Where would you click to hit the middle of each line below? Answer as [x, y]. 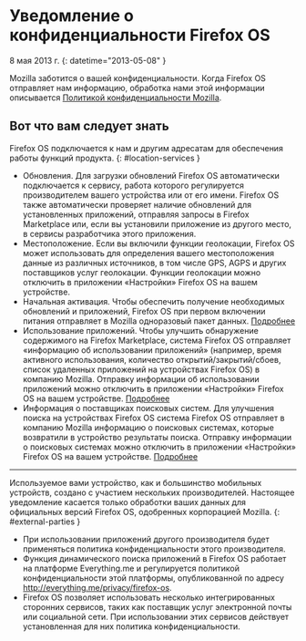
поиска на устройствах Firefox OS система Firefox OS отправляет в [153, 418]
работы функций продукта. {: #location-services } [105, 158]
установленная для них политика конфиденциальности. [131, 626]
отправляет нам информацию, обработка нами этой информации [138, 88]
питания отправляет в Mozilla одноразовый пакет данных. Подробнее [159, 321]
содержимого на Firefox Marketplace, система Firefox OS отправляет [157, 340]
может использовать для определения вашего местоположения [148, 253]
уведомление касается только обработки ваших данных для [127, 501]
